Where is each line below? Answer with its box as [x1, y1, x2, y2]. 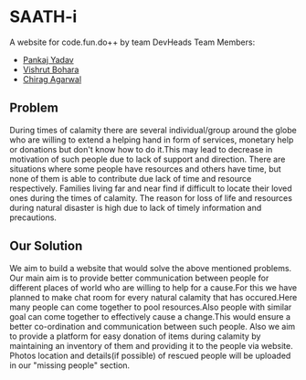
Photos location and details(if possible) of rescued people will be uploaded [9, 350, 291, 361]
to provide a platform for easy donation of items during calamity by [9, 331, 261, 342]
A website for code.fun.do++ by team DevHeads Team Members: [9, 37, 256, 47]
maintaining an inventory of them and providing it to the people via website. [9, 340, 294, 351]
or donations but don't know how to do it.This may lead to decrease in [9, 143, 273, 154]
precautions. [9, 212, 58, 223]
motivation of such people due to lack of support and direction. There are [9, 153, 286, 164]
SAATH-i [9, 6, 78, 27]
